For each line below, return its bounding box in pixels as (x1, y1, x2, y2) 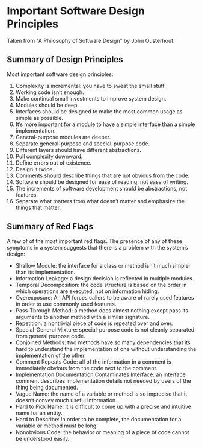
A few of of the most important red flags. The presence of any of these (7, 237, 183, 245)
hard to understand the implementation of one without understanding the (15, 345, 197, 352)
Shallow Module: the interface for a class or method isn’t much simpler (15, 262, 191, 269)
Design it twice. (15, 165, 55, 172)
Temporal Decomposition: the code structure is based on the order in (15, 281, 187, 288)
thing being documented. (15, 383, 78, 391)
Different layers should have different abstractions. (15, 146, 142, 153)
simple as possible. (15, 114, 64, 121)
